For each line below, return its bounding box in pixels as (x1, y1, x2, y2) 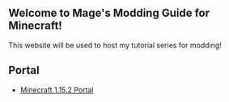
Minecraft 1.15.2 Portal (19, 84, 94, 95)
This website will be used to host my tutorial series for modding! (8, 40, 223, 50)
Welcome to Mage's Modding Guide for (8, 6, 210, 20)
